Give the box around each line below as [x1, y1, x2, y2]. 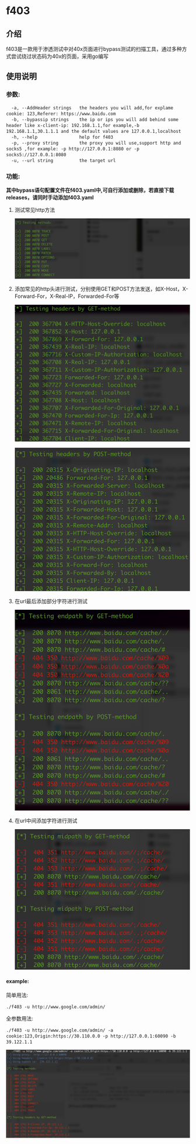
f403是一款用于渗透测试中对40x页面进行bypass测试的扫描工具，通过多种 [6, 46, 182, 52]
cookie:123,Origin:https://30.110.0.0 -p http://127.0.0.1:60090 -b [6, 1033, 176, 1039]
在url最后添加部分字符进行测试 [14, 598, 87, 605]
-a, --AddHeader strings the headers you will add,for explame [11, 105, 174, 111]
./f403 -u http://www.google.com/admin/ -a [6, 1027, 114, 1033]
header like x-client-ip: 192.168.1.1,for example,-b [6, 122, 140, 128]
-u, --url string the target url [11, 157, 116, 163]
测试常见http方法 [14, 206, 55, 213]
